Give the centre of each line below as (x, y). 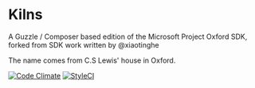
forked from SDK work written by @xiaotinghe (84, 44)
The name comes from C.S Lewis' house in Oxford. (92, 60)
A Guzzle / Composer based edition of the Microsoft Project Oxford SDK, (128, 36)
